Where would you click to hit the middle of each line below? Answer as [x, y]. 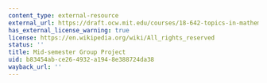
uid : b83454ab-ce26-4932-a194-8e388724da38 [81, 60]
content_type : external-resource [64, 15]
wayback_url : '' [35, 67]
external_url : [32, 23]
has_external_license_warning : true [69, 30]
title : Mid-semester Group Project [67, 52]
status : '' [26, 45]
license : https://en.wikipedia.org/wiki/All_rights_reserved [112, 38]
